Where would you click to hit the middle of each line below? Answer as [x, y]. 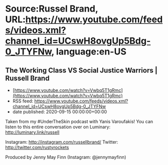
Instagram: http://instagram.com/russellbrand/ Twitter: [62, 142]
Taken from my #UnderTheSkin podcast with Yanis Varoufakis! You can [79, 121]
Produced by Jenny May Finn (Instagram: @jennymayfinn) [66, 157]
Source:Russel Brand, [52, 9]
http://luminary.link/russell [32, 132]
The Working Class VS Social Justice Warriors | [81, 70]
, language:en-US [89, 52]
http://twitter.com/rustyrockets [37, 147]
